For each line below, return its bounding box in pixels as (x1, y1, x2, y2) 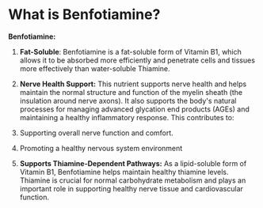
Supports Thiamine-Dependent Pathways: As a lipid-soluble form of (19, 158, 247, 168)
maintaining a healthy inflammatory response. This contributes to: (19, 112, 234, 122)
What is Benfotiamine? (8, 6, 161, 24)
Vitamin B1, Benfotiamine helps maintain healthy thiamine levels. (19, 167, 229, 176)
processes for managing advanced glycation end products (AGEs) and (19, 104, 250, 114)
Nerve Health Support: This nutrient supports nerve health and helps (19, 79, 247, 89)
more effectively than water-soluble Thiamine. (19, 63, 170, 73)
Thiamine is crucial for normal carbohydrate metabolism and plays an (19, 176, 246, 185)
